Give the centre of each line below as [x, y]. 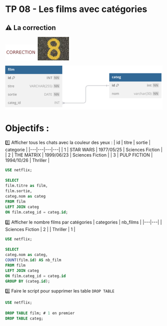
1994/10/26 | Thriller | [27, 160]
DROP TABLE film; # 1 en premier [40, 313]
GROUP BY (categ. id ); [28, 281]
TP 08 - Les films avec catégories [76, 9]
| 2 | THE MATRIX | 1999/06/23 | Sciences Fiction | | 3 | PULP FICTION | [79, 155]
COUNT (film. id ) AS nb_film [33, 260]
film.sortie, [19, 191]
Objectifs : [27, 128]
